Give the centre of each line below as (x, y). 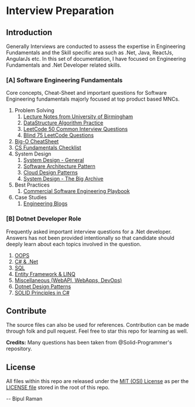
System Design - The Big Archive (63, 179)
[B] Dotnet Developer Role (44, 219)
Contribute (26, 311)
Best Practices (32, 185)
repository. (19, 349)
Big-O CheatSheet (37, 142)
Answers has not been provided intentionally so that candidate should (90, 237)
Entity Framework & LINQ (45, 274)
